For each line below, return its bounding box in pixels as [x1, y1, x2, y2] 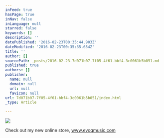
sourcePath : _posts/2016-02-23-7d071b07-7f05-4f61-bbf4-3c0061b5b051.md [5, 58, 160, 63]
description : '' [5, 35, 39, 40]
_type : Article [5, 100, 37, 105]
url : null [9, 86, 30, 91]
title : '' [5, 49, 26, 54]
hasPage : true [5, 12, 35, 17]
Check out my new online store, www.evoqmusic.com [5, 128, 116, 134]
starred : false [5, 26, 37, 31]
